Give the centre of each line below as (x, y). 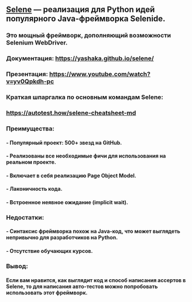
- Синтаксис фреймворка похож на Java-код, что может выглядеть (93, 231)
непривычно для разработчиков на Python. (62, 238)
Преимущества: (30, 128)
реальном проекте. (31, 162)
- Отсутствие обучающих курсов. (49, 251)
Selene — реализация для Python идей (80, 10)
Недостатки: (25, 217)
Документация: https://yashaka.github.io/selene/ (80, 59)
